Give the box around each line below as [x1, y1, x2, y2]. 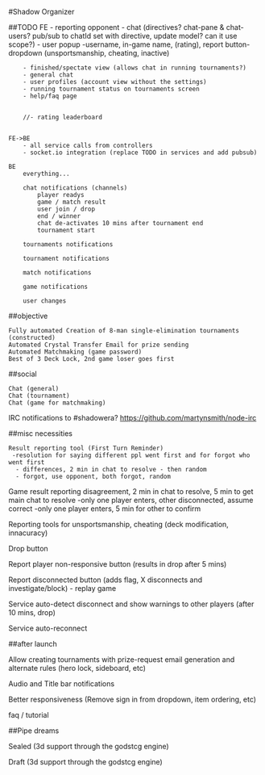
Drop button [8, 544, 48, 553]
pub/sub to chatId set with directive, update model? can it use [31, 31, 238, 40]
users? [8, 31, 31, 40]
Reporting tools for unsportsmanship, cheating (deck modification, [8, 520, 230, 529]
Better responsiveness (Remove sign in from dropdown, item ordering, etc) [8, 694, 256, 704]
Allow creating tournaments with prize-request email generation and [8, 655, 235, 664]
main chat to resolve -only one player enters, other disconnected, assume [8, 496, 254, 505]
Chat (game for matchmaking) [8, 399, 106, 407]
